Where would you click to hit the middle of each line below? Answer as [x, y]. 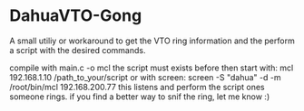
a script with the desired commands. [78, 50]
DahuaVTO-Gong [76, 16]
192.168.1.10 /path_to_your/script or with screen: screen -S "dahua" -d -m [145, 77]
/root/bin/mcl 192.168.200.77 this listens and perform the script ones [137, 87]
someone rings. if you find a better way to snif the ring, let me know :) [140, 97]
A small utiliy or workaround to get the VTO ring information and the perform [152, 41]
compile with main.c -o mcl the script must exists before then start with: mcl [152, 68]
